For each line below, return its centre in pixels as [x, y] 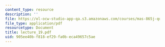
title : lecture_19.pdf [28, 32]
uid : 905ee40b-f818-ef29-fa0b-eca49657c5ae [50, 37]
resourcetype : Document [29, 28]
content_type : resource [29, 10]
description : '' [22, 14]
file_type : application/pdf [34, 23]
